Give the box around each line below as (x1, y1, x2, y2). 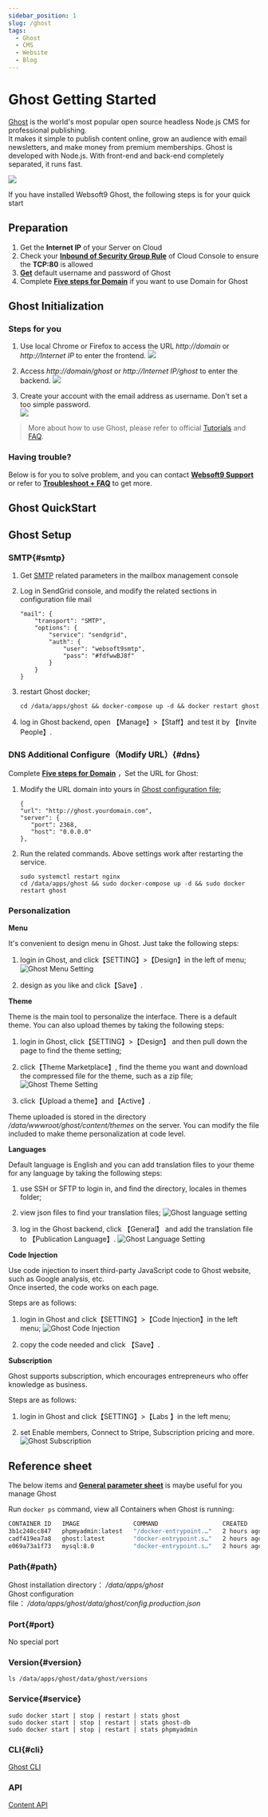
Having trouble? (8, 451, 72, 463)
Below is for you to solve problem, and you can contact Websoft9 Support (8, 470, 254, 479)
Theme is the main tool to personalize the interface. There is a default (8, 1012, 237, 1022)
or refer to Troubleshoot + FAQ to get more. (8, 478, 153, 487)
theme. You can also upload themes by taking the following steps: (8, 1020, 225, 1030)
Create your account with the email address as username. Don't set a (19, 392, 248, 401)
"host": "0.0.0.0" (30, 827, 92, 836)
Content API (8, 1800, 48, 1810)
